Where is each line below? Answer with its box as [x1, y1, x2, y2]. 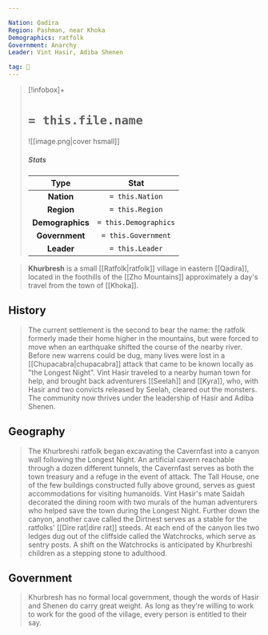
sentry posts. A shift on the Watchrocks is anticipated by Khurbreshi [27, 540, 253, 549]
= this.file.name [27, 113, 144, 128]
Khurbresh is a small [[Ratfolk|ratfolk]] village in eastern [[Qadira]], [27, 263, 250, 273]
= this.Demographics [97, 218, 176, 227]
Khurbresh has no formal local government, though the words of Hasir [27, 593, 260, 602]
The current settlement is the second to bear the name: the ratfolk [27, 325, 246, 335]
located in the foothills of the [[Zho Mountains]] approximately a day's [27, 271, 258, 281]
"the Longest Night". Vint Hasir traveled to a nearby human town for [27, 368, 251, 377]
